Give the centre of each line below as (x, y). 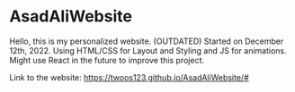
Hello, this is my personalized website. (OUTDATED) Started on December (147, 41)
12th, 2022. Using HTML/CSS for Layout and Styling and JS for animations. (148, 50)
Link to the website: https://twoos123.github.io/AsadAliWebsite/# (129, 77)
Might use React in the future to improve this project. (107, 60)
